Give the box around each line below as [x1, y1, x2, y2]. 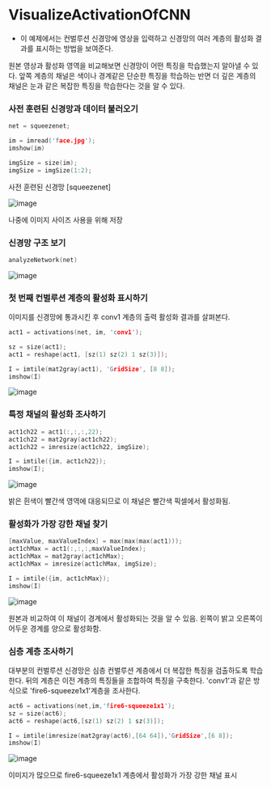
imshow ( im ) [8, 144, 45, 152]
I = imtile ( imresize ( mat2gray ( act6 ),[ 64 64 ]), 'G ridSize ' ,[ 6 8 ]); [8, 731, 234, 739]
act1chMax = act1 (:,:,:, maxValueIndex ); [8, 544, 147, 553]
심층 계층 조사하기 [8, 646, 74, 657]
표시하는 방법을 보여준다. [35, 43, 114, 53]
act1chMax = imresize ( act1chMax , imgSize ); [8, 560, 158, 568]
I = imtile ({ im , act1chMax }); [8, 574, 111, 583]
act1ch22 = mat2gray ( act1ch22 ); [8, 435, 117, 443]
